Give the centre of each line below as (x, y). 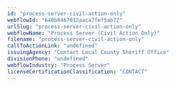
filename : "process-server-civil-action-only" (76, 40)
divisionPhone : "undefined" (48, 59)
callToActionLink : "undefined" (53, 46)
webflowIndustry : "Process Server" (59, 65)
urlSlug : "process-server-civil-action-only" (74, 26)
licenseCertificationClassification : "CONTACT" (78, 71)
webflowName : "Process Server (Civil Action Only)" (83, 33)
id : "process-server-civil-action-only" (67, 14)
